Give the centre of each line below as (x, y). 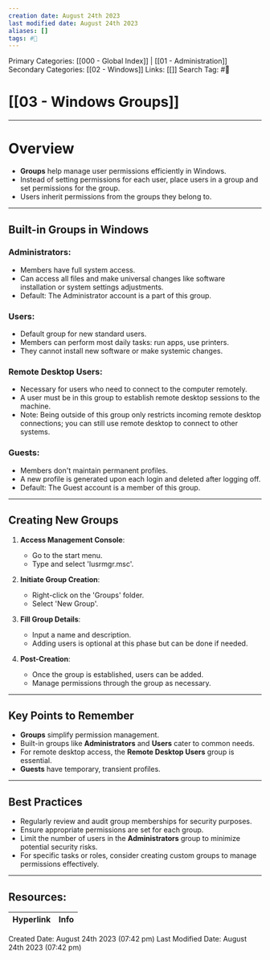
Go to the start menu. (67, 555)
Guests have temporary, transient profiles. (90, 769)
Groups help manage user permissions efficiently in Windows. (123, 171)
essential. (36, 761)
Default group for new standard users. (83, 334)
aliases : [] (28, 31)
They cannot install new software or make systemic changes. (121, 351)
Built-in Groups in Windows (79, 230)
